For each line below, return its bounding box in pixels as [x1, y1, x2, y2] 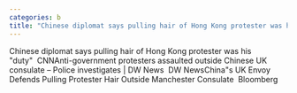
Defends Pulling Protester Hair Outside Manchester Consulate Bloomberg [9, 74, 278, 84]
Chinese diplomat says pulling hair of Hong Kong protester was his [9, 45, 252, 56]
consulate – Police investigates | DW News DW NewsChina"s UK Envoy [9, 64, 271, 75]
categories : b [9, 12, 62, 22]
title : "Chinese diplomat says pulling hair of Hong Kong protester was [9, 21, 283, 30]
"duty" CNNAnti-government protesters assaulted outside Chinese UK [9, 55, 268, 66]
